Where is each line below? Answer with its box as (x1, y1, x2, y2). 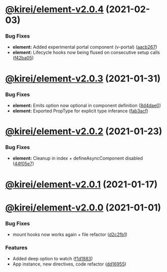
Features (5, 244, 28, 251)
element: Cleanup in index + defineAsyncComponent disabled (12, 155, 143, 161)
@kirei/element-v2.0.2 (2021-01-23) (5, 126, 162, 137)
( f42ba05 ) (12, 55, 34, 61)
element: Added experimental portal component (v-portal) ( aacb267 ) (12, 44, 157, 50)
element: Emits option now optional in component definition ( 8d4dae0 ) (12, 102, 161, 108)
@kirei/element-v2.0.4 (5, 4, 104, 15)
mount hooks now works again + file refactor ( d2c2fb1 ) (12, 231, 128, 237)
